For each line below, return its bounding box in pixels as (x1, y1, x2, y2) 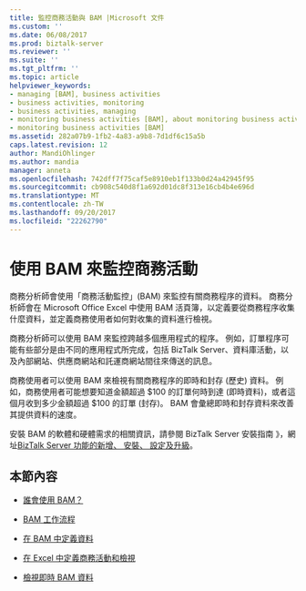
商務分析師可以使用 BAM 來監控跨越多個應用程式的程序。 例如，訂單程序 (9, 332, 282, 343)
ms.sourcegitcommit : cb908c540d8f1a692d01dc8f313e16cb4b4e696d (9, 183, 255, 192)
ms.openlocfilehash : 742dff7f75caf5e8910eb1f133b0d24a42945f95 (9, 174, 255, 183)
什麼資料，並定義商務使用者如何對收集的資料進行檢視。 (9, 313, 217, 324)
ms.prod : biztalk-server (9, 38, 104, 48)
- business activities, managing (9, 107, 137, 116)
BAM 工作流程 (22, 514, 76, 525)
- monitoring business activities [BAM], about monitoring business (9, 115, 275, 124)
